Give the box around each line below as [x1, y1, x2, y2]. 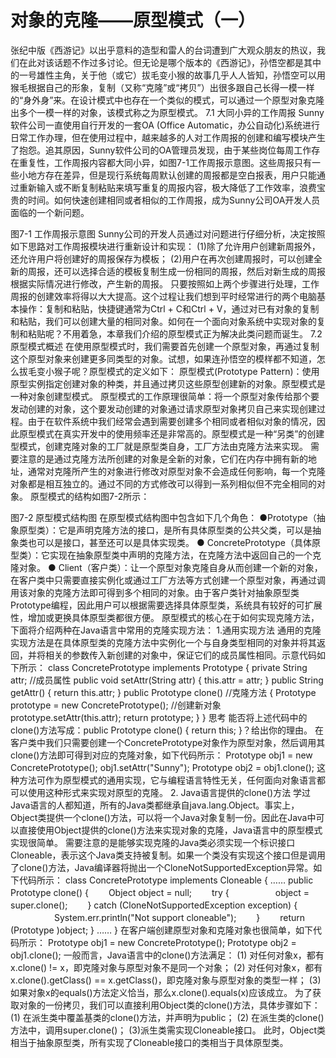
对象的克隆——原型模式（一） [10, 9, 257, 32]
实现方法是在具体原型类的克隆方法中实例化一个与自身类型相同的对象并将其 [10, 636, 317, 648]
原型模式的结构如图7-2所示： [29, 490, 150, 502]
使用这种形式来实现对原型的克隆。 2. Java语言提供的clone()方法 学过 [27, 786, 312, 798]
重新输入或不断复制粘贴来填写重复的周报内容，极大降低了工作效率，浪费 [18, 181, 317, 193]
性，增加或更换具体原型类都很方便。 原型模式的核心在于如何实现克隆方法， [10, 611, 320, 623]
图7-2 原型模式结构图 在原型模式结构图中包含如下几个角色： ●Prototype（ [10, 511, 317, 523]
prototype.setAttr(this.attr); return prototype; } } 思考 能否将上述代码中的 [10, 711, 308, 723]
